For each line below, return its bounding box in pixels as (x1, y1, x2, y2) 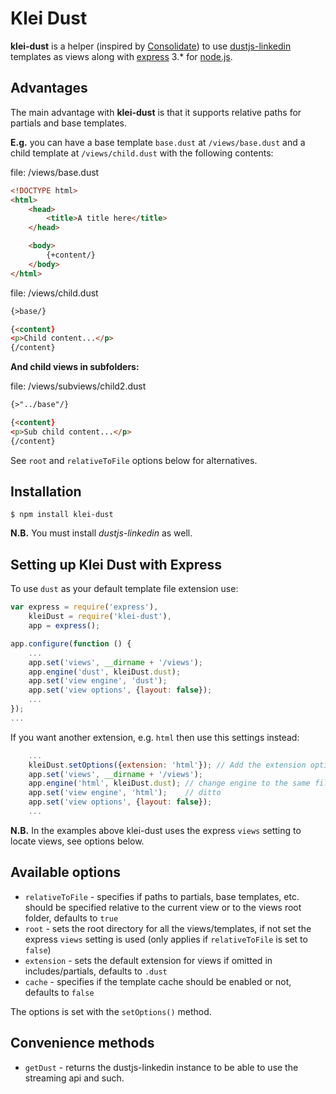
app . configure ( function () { (10, 638, 132, 649)
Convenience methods (10, 1035, 155, 1052)
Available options (10, 864, 122, 881)
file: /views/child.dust (10, 287, 99, 299)
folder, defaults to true (24, 912, 119, 924)
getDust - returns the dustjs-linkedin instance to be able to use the (24, 1061, 299, 1073)
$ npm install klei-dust (10, 510, 114, 520)
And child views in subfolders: (10, 361, 140, 373)
